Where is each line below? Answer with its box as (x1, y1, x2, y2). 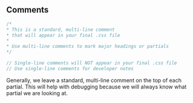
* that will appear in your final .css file (6, 32, 120, 38)
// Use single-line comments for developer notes (6, 65, 134, 71)
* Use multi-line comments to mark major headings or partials (6, 44, 169, 50)
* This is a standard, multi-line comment (6, 27, 115, 33)
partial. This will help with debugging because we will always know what (6, 83, 187, 90)
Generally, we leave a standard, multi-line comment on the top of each (6, 76, 182, 84)
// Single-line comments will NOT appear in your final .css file (6, 60, 177, 66)
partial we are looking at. (6, 89, 68, 96)
